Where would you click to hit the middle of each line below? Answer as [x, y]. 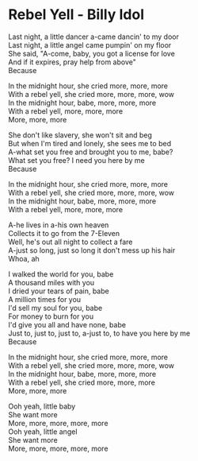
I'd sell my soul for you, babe [55, 308]
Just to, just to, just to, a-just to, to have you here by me [99, 333]
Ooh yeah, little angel [43, 432]
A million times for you [45, 299]
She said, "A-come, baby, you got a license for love [92, 53]
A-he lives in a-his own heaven [59, 225]
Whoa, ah [24, 258]
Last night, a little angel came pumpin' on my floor [90, 45]
